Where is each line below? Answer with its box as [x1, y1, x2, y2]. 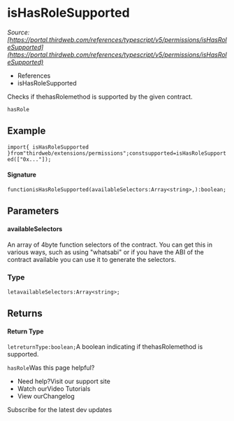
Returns [7, 308, 43, 319]
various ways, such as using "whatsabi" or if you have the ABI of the [7, 247, 204, 256]
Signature [7, 170, 37, 179]
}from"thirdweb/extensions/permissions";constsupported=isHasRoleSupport [7, 149, 227, 157]
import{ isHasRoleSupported [7, 144, 89, 151]
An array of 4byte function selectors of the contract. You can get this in [7, 240, 213, 249]
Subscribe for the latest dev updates [7, 406, 112, 414]
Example [7, 125, 46, 137]
